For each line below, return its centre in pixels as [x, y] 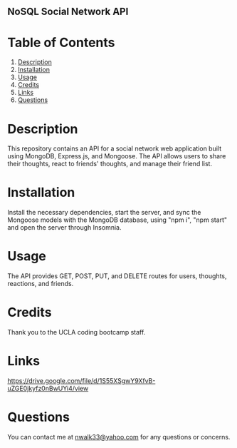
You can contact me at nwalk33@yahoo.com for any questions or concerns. [119, 437]
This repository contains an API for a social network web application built [115, 148]
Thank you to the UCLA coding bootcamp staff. [77, 332]
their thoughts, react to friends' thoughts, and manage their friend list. [110, 164]
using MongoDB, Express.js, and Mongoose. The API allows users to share [117, 156]
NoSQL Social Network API [68, 12]
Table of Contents [61, 42]
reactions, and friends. [41, 284]
